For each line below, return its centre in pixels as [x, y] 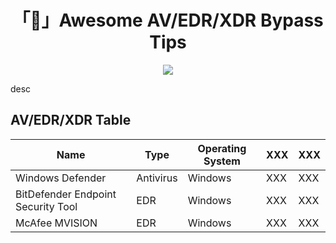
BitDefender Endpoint [66, 194]
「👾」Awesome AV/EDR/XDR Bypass [168, 20]
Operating [222, 148]
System [222, 161]
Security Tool [46, 206]
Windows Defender [61, 178]
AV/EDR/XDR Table [71, 120]
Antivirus [157, 178]
